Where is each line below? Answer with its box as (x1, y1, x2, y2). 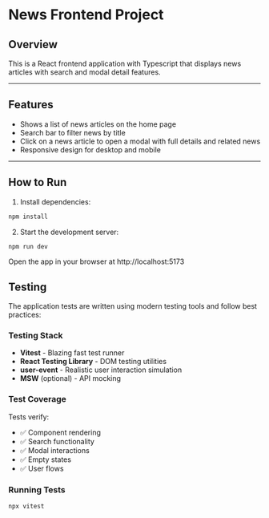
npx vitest (8, 503, 45, 511)
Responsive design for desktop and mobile (19, 144, 162, 154)
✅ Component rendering (19, 427, 102, 437)
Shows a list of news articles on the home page (19, 119, 177, 129)
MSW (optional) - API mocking (19, 374, 122, 383)
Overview (8, 38, 58, 51)
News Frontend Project (8, 6, 164, 24)
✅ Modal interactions (19, 445, 90, 455)
